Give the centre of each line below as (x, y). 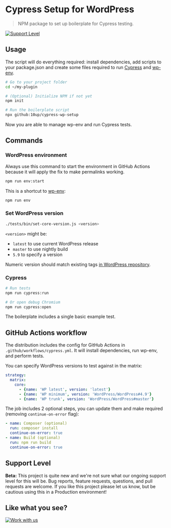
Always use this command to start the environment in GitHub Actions (78, 166)
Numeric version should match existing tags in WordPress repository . (78, 264)
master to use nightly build (40, 249)
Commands (24, 141)
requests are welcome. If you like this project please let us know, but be (80, 486)
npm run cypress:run (27, 293)
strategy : (16, 375)
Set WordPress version (34, 213)
